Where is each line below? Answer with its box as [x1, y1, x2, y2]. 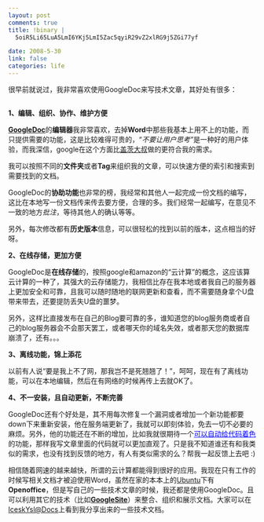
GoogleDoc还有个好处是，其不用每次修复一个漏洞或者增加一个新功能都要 [8, 409, 244, 418]
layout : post [8, 11, 51, 20]
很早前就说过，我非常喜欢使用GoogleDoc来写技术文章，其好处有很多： [8, 84, 237, 94]
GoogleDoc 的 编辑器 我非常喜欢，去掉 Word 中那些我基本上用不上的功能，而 [8, 125, 250, 134]
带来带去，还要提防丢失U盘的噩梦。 [8, 296, 124, 306]
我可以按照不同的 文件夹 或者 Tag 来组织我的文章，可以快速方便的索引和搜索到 [8, 161, 255, 170]
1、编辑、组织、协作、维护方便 [8, 108, 108, 118]
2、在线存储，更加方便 [8, 250, 82, 260]
